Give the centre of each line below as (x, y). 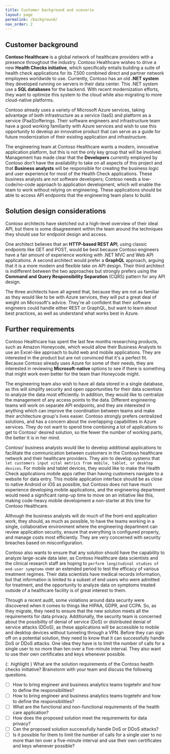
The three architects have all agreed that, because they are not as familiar (82, 291)
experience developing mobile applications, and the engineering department (85, 489)
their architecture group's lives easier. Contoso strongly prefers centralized (84, 416)
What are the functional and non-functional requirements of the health (86, 707)
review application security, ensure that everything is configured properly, (82, 532)
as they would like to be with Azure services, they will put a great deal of (81, 297)
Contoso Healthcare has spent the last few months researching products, (82, 341)
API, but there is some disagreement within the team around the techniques (84, 228)
